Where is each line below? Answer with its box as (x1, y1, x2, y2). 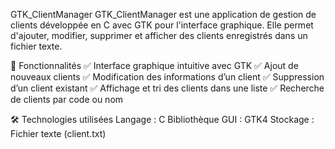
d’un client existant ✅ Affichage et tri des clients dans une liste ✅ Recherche (10, 82, 325, 94)
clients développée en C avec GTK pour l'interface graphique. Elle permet (10, 19, 314, 31)
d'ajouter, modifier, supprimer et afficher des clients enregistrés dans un (10, 30, 308, 41)
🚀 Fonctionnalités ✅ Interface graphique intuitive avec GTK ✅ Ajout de (10, 60, 299, 71)
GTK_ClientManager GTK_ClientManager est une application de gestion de (10, 9, 317, 20)
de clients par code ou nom (10, 94, 124, 105)
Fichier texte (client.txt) (10, 128, 107, 139)
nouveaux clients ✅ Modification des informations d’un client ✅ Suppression (10, 71, 325, 83)
